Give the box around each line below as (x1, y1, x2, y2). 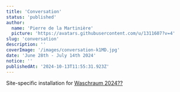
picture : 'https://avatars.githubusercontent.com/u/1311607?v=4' (11, 31, 176, 37)
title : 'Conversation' (6, 8, 62, 15)
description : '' (6, 42, 46, 48)
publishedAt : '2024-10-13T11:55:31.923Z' (6, 63, 110, 70)
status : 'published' (6, 14, 57, 20)
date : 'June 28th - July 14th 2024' (6, 52, 96, 58)
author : (6, 19, 25, 25)
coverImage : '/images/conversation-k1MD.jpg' (6, 47, 120, 53)
